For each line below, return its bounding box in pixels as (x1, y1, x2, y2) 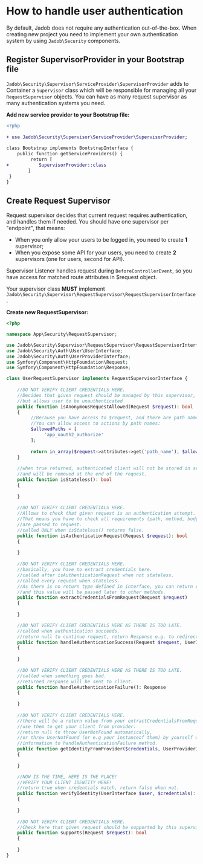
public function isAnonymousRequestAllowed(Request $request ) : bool (17, 404, 193, 410)
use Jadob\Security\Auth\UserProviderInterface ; (6, 353, 131, 359)
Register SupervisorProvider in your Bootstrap (6, 54, 185, 65)
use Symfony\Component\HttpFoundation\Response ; (6, 364, 131, 371)
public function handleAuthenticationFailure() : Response (17, 684, 166, 690)
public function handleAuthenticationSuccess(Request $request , (17, 639, 182, 645)
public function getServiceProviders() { (17, 151, 123, 157)
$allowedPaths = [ (30, 426, 77, 433)
